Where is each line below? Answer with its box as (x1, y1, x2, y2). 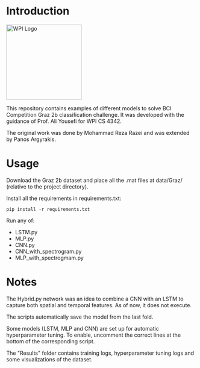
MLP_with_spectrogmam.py (14, 254, 84, 261)
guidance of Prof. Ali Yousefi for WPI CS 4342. (6, 117, 122, 125)
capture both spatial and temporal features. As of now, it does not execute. (6, 301, 192, 308)
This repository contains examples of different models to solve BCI (6, 104, 172, 112)
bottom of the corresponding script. (6, 337, 95, 345)
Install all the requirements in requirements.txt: (6, 195, 122, 202)
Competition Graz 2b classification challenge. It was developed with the (6, 111, 185, 118)
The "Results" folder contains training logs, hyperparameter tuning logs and (6, 349, 195, 357)
